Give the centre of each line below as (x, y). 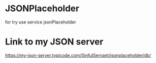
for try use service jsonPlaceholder (41, 22)
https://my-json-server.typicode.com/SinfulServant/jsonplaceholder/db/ (78, 55)
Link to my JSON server (54, 42)
